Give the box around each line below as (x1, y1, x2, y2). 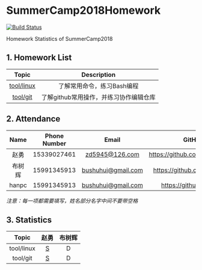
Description (81, 70, 116, 79)
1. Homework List (6, 52, 72, 63)
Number (42, 139, 67, 147)
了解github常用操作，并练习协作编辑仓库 (41, 93, 156, 101)
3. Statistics (6, 215, 52, 225)
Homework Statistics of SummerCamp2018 (6, 35, 113, 42)
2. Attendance (6, 114, 61, 124)
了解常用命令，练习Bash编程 (58, 82, 139, 90)
